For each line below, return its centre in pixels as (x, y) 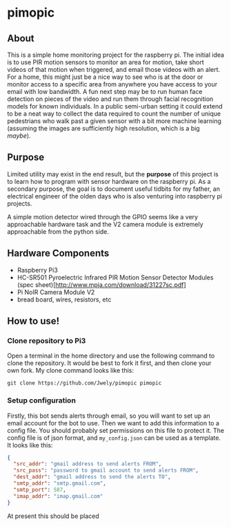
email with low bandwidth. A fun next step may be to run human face (105, 92)
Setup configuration (41, 400)
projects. (20, 203)
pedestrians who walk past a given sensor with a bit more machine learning (114, 121)
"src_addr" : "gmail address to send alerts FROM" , (88, 464)
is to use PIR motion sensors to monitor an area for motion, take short (106, 62)
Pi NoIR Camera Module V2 (56, 292)
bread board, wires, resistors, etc (64, 299)
